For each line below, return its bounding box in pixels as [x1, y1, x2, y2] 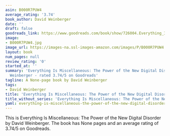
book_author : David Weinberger [5, 17, 71, 22]
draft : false [5, 26, 33, 31]
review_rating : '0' [5, 59, 47, 64]
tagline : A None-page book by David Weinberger [5, 78, 108, 83]
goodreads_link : [5, 31, 39, 36]
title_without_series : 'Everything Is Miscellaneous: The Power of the [5, 96, 159, 101]
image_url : [5, 45, 28, 50]
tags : [5, 82, 17, 87]
